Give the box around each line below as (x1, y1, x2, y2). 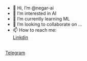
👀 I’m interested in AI (12, 10, 57, 16)
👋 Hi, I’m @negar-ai (12, 5, 54, 11)
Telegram (5, 50, 26, 56)
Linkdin (12, 34, 28, 40)
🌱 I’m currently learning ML (12, 16, 70, 22)
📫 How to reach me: (12, 27, 57, 33)
